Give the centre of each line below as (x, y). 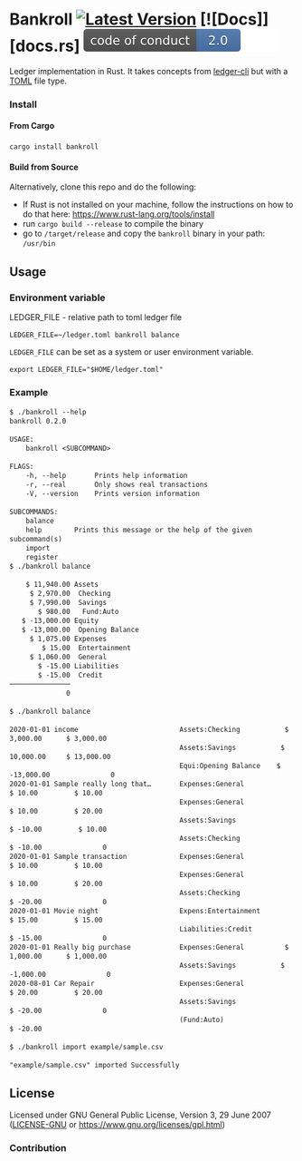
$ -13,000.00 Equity (60, 621)
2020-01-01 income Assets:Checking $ (149, 730)
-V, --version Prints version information (113, 494)
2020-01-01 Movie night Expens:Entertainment (135, 912)
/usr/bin (39, 244)
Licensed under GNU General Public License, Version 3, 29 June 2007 (140, 1115)
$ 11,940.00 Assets (62, 585)
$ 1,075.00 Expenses (68, 639)
